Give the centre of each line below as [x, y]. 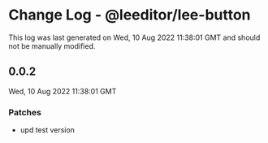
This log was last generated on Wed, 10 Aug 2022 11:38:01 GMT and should [134, 37]
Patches [25, 112]
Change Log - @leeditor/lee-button [130, 15]
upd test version [48, 130]
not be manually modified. [52, 45]
